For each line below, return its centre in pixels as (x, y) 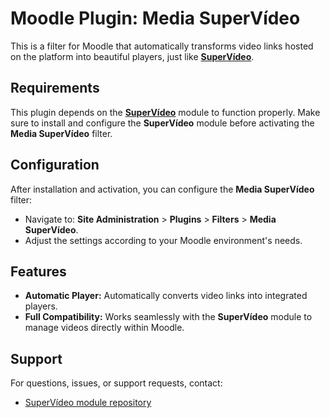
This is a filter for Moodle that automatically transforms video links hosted (162, 46)
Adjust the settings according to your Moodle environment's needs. (163, 240)
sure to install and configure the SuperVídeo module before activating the (162, 123)
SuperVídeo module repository (88, 403)
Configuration (55, 165)
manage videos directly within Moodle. (104, 328)
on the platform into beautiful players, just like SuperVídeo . (132, 56)
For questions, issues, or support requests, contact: (116, 383)
